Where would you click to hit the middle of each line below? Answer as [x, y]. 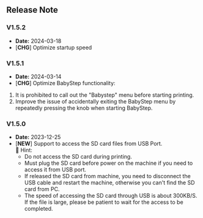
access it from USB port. [55, 170]
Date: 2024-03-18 [38, 41]
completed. [39, 209]
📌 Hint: [24, 150]
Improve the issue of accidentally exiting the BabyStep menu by [95, 101]
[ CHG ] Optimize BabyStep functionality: [65, 83]
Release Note [32, 10]
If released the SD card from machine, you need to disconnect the [107, 176]
